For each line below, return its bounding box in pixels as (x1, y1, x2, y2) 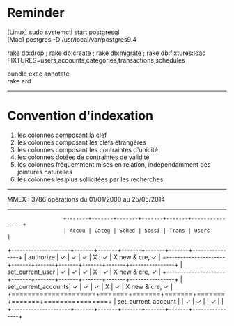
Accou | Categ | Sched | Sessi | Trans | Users (69, 227, 210, 234)
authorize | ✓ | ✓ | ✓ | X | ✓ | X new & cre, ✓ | (27, 252, 161, 261)
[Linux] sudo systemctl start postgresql (7, 28, 120, 36)
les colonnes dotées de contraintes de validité (17, 153, 150, 161)
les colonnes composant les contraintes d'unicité (17, 145, 159, 154)
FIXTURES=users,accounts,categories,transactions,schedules (7, 56, 186, 64)
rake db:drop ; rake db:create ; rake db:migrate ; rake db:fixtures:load (7, 49, 207, 57)
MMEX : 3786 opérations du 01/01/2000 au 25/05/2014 (7, 195, 166, 203)
